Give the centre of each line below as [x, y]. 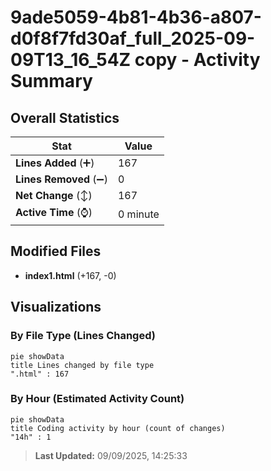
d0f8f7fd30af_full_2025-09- [133, 38]
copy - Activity [197, 60]
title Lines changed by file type [82, 365]
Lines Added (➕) [55, 163]
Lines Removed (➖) [61, 179]
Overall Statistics [65, 117]
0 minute [138, 214]
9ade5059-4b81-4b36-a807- [136, 17]
